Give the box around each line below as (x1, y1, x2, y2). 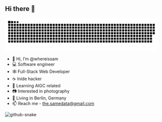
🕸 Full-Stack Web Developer (12, 68, 70, 74)
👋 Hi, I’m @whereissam (12, 56, 58, 62)
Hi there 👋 (5, 5, 35, 13)
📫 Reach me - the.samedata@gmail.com (12, 100, 95, 106)
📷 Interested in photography (12, 88, 70, 94)
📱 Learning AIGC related (12, 82, 61, 88)
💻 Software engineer (12, 61, 55, 67)
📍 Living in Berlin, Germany (12, 95, 66, 101)
